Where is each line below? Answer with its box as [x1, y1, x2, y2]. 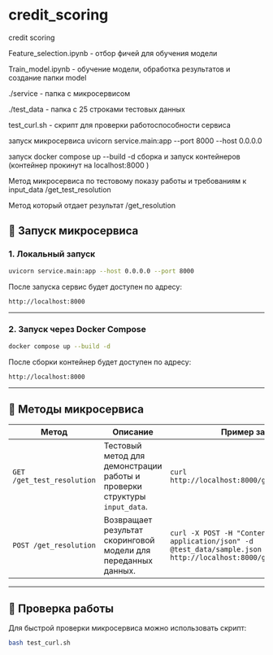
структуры [103, 491, 146, 502]
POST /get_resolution [12, 541, 96, 550]
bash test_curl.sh [8, 639, 71, 648]
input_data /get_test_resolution [8, 185, 111, 194]
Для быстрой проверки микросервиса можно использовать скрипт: [8, 623, 247, 633]
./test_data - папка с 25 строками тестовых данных [8, 104, 185, 114]
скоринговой [103, 535, 155, 546]
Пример [220, 426, 254, 438]
